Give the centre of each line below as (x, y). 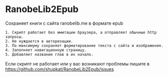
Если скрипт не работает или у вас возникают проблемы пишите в (77, 63)
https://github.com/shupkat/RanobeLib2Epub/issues (60, 69)
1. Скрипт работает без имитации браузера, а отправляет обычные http (81, 32)
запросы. (14, 37)
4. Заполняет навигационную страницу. (46, 50)
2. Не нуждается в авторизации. (39, 41)
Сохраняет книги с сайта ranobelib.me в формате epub (64, 23)
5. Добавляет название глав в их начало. (49, 54)
